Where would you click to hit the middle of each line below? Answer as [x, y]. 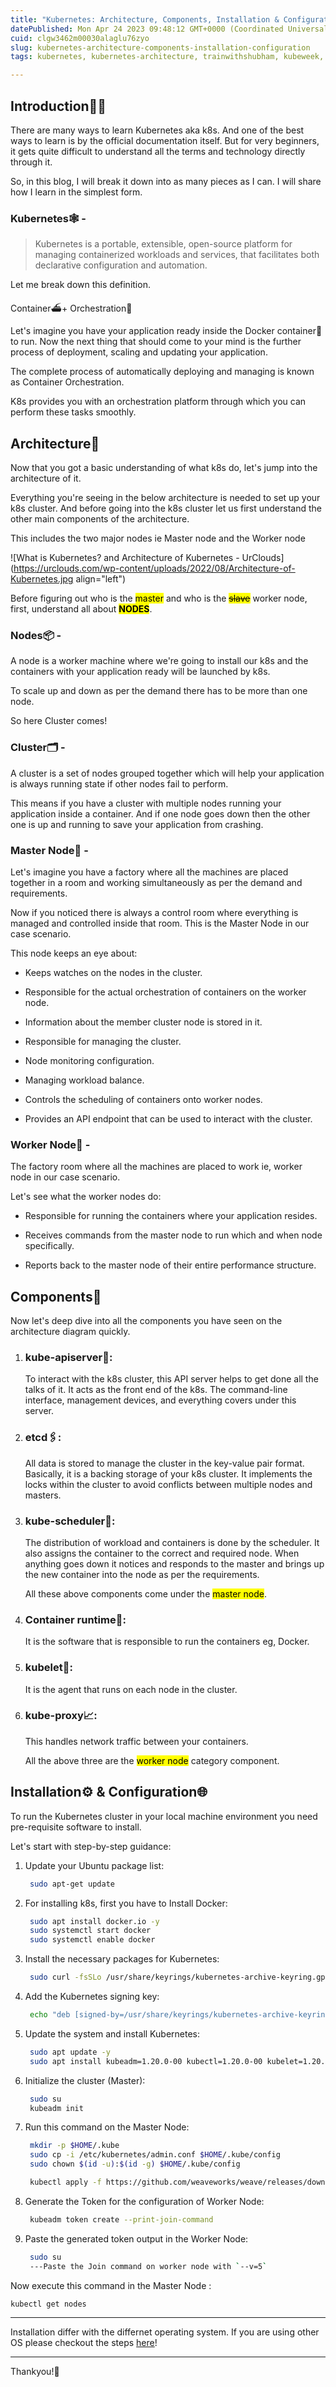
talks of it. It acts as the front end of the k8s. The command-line [156, 1390]
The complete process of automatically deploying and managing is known [162, 372]
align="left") [101, 579]
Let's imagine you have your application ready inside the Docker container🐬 [166, 331]
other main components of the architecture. [100, 519]
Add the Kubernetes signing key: [92, 1997]
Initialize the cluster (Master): [85, 2080]
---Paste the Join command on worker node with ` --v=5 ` [148, 2266]
